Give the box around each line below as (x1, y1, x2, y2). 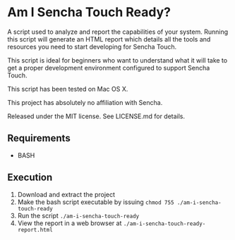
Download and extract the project (17, 190, 115, 198)
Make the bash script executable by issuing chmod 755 (17, 198, 174, 206)
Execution (7, 172, 53, 184)
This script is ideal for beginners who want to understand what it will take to (7, 56, 228, 64)
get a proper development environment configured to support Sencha (7, 63, 210, 72)
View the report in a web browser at (17, 219, 122, 227)
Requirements (7, 132, 71, 144)
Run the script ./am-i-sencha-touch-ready (17, 211, 140, 220)
